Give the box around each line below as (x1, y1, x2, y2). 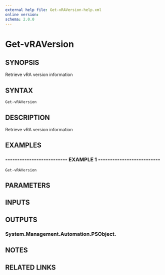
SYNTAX (5, 86, 33, 95)
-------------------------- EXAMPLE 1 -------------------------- (5, 156, 160, 163)
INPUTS (5, 198, 30, 207)
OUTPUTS (5, 215, 37, 224)
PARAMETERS (5, 181, 50, 190)
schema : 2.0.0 (5, 17, 35, 22)
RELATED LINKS (5, 263, 56, 271)
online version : (5, 12, 39, 17)
